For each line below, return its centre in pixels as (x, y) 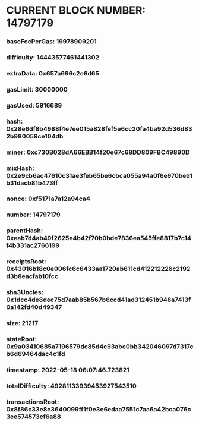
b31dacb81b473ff (32, 183)
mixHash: (20, 168)
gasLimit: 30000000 (37, 89)
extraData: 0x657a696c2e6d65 (53, 73)
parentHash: (25, 231)
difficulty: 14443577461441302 (53, 58)
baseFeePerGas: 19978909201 (51, 42)
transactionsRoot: (33, 402)
